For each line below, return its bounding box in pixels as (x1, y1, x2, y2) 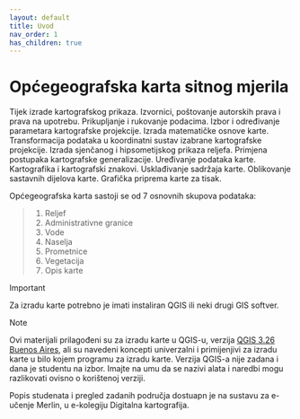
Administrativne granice (44, 217, 133, 229)
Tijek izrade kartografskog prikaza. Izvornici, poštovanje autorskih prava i (9, 107, 281, 118)
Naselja (44, 237, 74, 248)
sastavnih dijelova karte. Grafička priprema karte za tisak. (9, 173, 222, 184)
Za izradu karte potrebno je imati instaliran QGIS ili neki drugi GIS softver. (9, 300, 279, 310)
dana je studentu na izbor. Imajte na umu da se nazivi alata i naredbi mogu (9, 363, 284, 374)
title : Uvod (9, 22, 54, 31)
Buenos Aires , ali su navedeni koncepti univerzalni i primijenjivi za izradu (9, 345, 278, 355)
